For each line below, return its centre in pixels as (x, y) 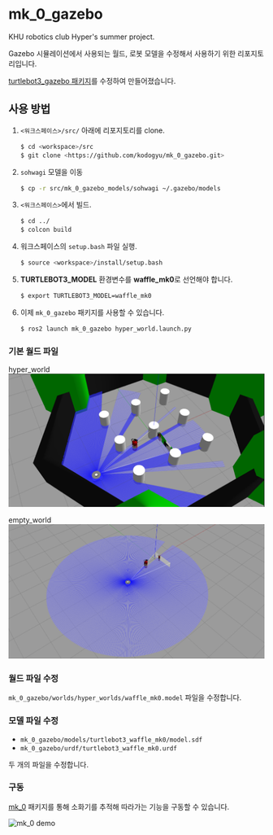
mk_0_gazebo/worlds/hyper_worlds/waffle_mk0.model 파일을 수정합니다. (125, 697)
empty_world (30, 520)
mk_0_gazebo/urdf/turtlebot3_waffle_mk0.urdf (98, 748)
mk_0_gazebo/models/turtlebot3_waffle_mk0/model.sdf (111, 740)
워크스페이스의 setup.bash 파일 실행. (78, 247)
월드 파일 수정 (34, 678)
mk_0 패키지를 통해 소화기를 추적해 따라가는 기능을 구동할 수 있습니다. (119, 807)
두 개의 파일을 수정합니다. (49, 764)
